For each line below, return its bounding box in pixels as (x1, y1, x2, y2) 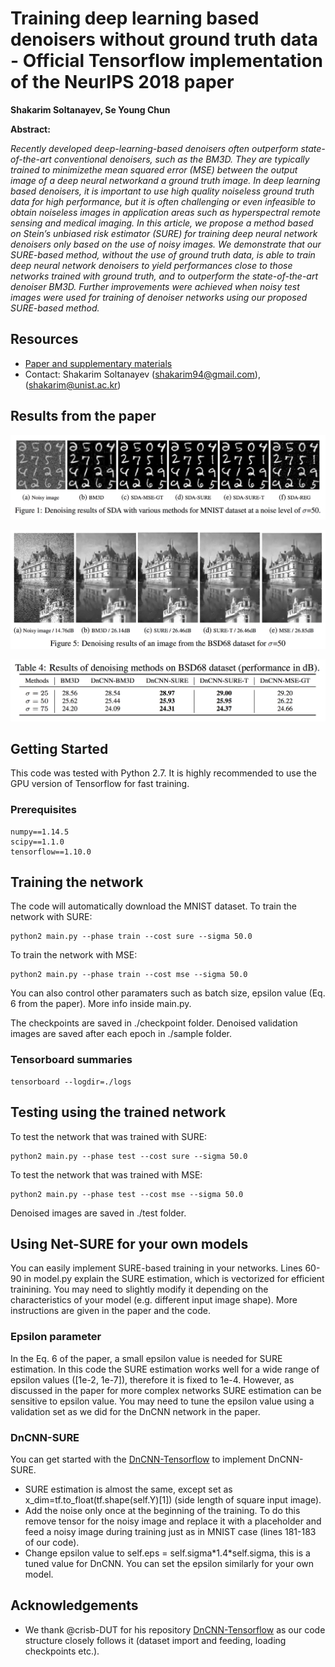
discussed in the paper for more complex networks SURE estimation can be (10, 1384, 322, 1396)
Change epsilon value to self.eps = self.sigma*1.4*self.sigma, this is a (24, 1547, 311, 1559)
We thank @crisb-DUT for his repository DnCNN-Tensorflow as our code (24, 1623, 326, 1636)
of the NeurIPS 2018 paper (10, 71, 235, 94)
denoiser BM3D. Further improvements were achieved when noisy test (10, 280, 300, 292)
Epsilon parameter (10, 1330, 102, 1344)
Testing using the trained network (10, 1104, 227, 1121)
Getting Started (10, 740, 109, 757)
